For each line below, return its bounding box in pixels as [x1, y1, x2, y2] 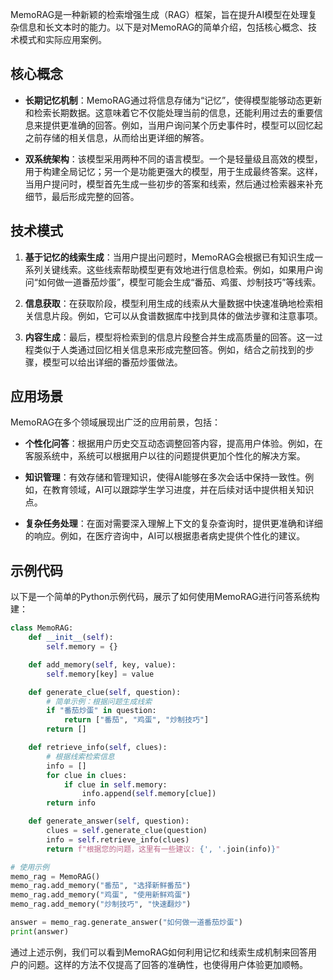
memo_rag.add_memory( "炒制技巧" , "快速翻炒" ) [10, 899, 192, 910]
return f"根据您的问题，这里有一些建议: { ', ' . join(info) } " [46, 844, 281, 854]
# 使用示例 [10, 862, 50, 872]
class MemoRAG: [10, 623, 74, 633]
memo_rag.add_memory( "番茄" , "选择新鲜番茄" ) [10, 881, 192, 891]
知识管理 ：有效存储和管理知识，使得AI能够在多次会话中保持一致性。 [24, 471, 306, 483]
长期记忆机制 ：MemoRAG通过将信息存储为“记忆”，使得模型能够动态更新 [24, 94, 323, 106]
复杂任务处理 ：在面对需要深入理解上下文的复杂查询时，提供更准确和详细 [24, 518, 323, 530]
